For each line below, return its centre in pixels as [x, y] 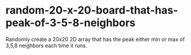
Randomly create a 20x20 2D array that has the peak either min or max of [95, 39]
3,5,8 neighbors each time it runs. [46, 46]
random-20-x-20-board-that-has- [92, 10]
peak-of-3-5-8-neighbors [71, 23]
